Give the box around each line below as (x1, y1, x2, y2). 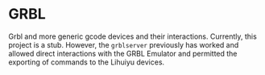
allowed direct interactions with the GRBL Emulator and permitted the (8, 48, 238, 58)
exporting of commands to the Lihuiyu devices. (8, 57, 165, 67)
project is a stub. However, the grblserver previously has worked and (8, 40, 239, 49)
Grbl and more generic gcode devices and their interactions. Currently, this (8, 31, 258, 41)
